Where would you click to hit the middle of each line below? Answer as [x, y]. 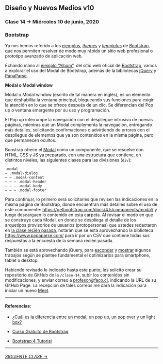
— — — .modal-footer [26, 190]
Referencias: [18, 306]
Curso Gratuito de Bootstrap [40, 331]
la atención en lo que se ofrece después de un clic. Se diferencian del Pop [79, 105]
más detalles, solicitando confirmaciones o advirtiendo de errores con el [77, 130]
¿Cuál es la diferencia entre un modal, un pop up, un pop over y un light [83, 317]
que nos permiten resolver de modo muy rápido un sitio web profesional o [79, 51]
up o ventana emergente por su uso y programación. [58, 110]
